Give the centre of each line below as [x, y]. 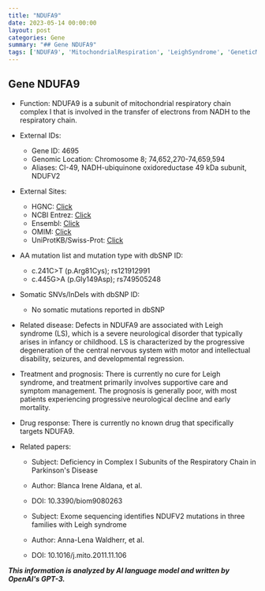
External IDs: [40, 135]
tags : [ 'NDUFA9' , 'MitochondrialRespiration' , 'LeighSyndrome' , [116, 52]
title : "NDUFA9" [35, 15]
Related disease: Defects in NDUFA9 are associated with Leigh [121, 325]
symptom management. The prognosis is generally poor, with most [128, 390]
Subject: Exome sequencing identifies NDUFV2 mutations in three [138, 516]
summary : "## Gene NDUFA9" [52, 45]
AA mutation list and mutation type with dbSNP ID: [101, 255]
